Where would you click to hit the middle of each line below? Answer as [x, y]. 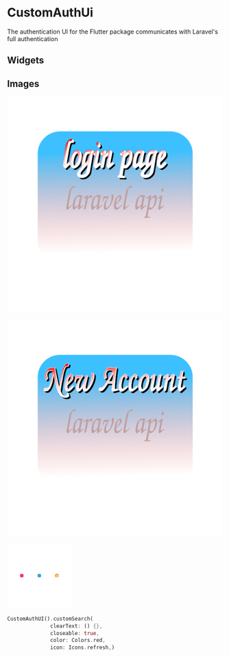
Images [23, 84]
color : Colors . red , [78, 641]
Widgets [26, 61]
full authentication [33, 38]
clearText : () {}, [76, 626]
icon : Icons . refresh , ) [83, 648]
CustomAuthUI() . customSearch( [50, 619]
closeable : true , [75, 633]
